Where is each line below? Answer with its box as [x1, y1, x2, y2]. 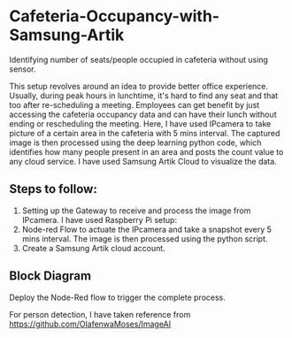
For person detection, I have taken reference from [9, 309, 191, 319]
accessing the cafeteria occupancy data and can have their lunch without [9, 109, 277, 119]
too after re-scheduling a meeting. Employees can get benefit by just [9, 99, 260, 110]
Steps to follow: [9, 181, 97, 196]
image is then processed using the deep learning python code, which [9, 137, 262, 148]
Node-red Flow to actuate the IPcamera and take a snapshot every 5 [21, 224, 273, 234]
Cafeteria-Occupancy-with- [9, 6, 219, 27]
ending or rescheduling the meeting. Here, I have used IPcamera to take [9, 118, 272, 129]
